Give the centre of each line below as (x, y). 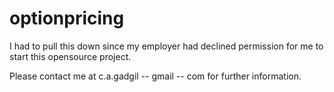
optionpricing (67, 18)
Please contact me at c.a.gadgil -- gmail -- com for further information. (155, 76)
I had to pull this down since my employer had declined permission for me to (166, 46)
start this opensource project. (70, 56)
